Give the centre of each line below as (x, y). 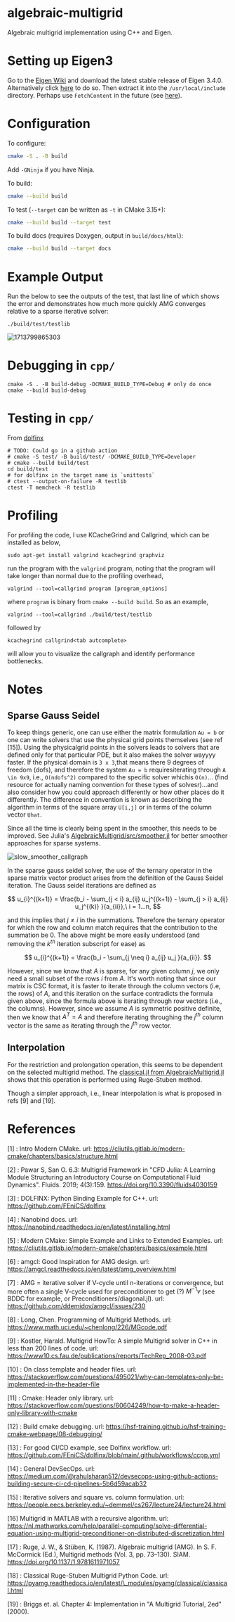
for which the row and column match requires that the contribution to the (112, 928)
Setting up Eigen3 (60, 61)
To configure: (27, 143)
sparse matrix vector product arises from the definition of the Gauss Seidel (115, 878)
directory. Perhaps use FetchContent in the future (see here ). (95, 95)
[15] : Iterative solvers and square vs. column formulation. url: (96, 1498)
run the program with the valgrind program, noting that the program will (111, 568)
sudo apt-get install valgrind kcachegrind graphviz (86, 556)
